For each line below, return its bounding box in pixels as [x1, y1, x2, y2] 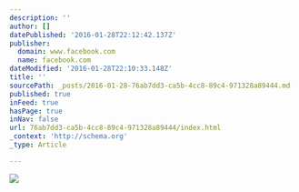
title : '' [9, 73, 47, 82]
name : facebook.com [17, 56, 92, 65]
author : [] [9, 22, 51, 31]
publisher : [9, 38, 51, 48]
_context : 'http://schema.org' [9, 132, 128, 141]
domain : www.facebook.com [17, 47, 116, 56]
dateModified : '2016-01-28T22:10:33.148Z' [9, 65, 173, 74]
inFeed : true [9, 97, 59, 107]
